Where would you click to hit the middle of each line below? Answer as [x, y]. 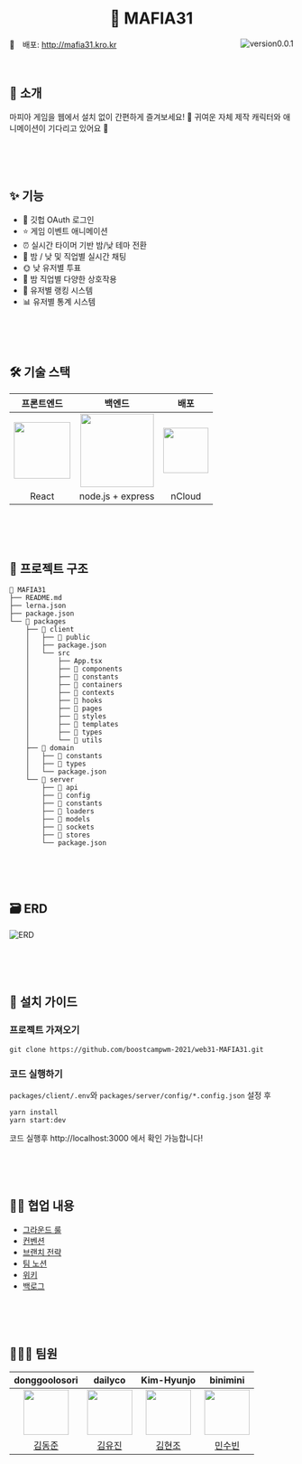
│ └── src [48, 653]
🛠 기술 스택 [40, 372]
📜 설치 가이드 [44, 1002]
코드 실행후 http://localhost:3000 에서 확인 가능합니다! [106, 1138]
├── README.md [36, 598]
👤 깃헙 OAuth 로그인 [58, 220]
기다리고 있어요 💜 [78, 128]
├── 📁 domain [50, 748]
